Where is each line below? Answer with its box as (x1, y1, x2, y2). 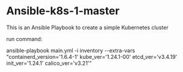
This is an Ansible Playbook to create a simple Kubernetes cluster (6, 24, 169, 31)
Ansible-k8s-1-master (6, 4, 120, 18)
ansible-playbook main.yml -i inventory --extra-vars (6, 46, 135, 54)
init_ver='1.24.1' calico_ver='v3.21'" (6, 60, 92, 67)
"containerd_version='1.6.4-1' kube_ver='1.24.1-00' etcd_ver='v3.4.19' (6, 53, 178, 60)
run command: (6, 35, 43, 42)
